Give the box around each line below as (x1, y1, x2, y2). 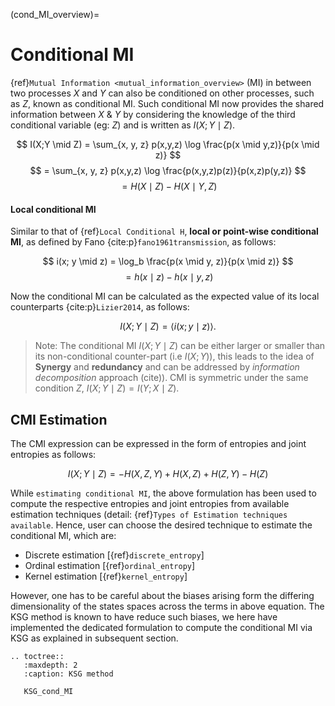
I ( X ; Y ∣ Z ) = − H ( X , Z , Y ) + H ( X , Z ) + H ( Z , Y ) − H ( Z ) (67, 467, 269, 479)
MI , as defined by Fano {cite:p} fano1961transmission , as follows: (10, 236, 277, 248)
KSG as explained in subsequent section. (10, 632, 179, 644)
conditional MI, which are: (10, 529, 117, 541)
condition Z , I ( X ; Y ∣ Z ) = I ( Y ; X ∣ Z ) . (34, 382, 180, 394)
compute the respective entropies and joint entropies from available (10, 497, 290, 509)
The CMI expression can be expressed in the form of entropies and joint (10, 437, 307, 449)
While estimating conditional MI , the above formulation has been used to (10, 487, 317, 499)
